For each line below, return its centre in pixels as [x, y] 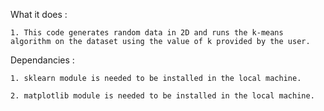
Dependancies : [42, 60]
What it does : [39, 14]
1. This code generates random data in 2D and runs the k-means [147, 33]
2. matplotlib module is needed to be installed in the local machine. [162, 96]
